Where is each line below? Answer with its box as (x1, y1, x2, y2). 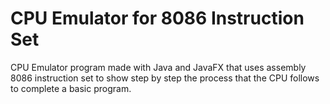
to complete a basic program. (10, 82, 132, 94)
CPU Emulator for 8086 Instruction (10, 7, 305, 30)
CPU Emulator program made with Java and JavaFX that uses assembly (10, 61, 307, 73)
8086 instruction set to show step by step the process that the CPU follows (10, 72, 320, 84)
